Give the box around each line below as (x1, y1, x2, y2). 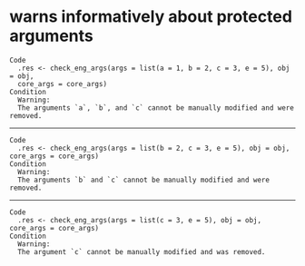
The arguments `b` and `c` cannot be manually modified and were (17, 175, 271, 184)
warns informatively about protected (9, 6, 293, 27)
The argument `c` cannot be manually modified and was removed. (17, 247, 266, 256)
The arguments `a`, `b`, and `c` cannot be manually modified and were (17, 103, 295, 113)
